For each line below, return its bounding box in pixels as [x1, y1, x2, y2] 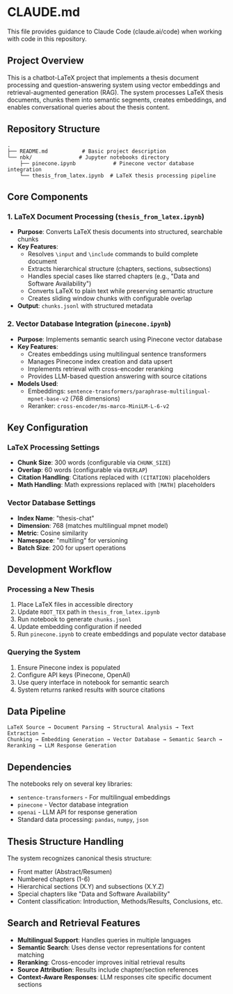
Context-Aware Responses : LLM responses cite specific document [17, 972, 212, 981]
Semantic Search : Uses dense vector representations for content [17, 943, 205, 952]
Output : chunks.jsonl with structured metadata [17, 302, 153, 310]
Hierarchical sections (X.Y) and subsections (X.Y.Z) [17, 882, 165, 890]
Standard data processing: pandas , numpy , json [17, 816, 149, 824]
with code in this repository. [7, 34, 87, 42]
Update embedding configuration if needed [17, 623, 142, 631]
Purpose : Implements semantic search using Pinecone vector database [17, 335, 223, 343]
